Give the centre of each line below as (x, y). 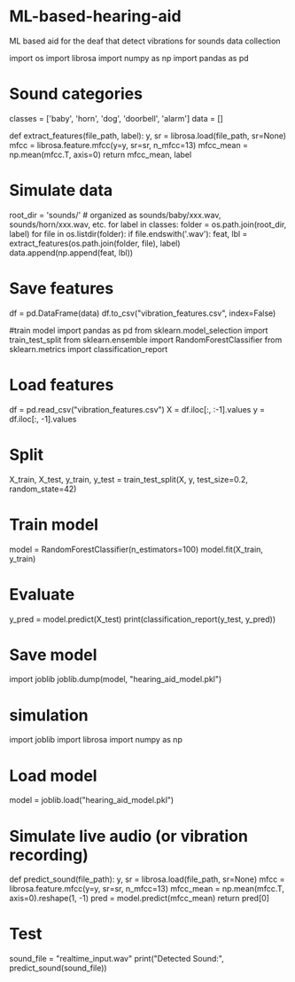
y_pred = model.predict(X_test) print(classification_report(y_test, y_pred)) (143, 619)
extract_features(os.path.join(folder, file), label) (95, 243)
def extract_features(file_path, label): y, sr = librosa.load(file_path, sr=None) (147, 136)
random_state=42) (43, 489)
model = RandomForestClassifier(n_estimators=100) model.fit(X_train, (136, 549)
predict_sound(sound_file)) (58, 968)
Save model (53, 655)
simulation (49, 715)
